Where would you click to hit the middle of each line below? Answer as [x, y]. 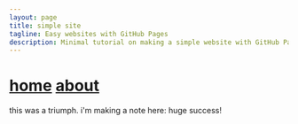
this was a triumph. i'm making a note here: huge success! [116, 111]
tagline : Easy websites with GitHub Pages [89, 34]
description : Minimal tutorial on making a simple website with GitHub [144, 42]
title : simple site [45, 26]
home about [55, 86]
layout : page [33, 17]
